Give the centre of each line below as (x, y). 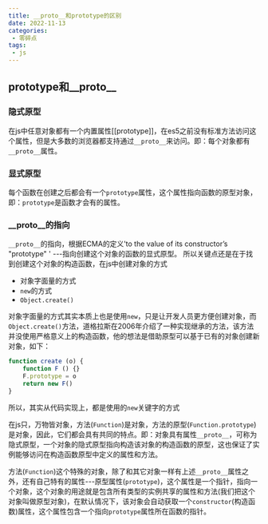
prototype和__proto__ (63, 87)
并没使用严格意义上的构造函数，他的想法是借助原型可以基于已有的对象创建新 (134, 336)
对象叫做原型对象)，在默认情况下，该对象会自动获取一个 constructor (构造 (128, 501)
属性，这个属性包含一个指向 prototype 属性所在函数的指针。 (114, 511)
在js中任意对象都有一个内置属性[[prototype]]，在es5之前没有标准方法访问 (129, 131)
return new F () (48, 383)
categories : (28, 30)
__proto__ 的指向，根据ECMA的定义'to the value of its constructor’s (118, 244)
